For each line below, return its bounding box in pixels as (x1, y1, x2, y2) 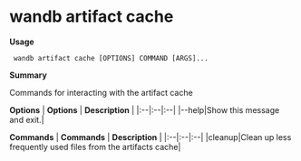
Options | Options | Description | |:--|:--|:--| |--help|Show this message (9, 104, 280, 115)
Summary (9, 70, 47, 80)
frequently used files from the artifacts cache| (9, 141, 181, 152)
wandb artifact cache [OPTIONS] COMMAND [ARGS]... (13, 53, 209, 62)
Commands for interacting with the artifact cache (9, 87, 193, 98)
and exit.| (9, 114, 44, 125)
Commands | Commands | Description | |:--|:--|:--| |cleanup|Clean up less (9, 131, 292, 142)
